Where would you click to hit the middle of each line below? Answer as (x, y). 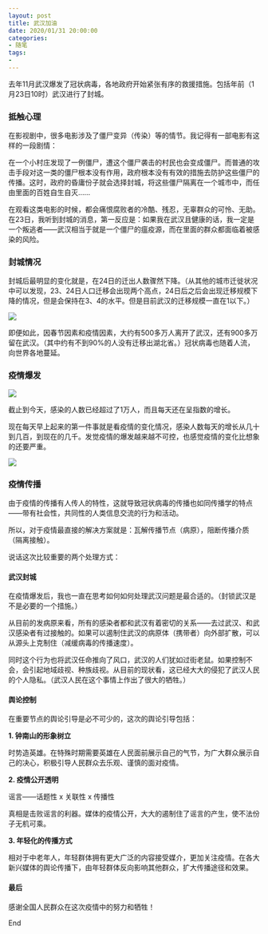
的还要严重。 (29, 446)
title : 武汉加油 (33, 23)
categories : (28, 38)
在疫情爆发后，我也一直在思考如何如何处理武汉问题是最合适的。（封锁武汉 (129, 596)
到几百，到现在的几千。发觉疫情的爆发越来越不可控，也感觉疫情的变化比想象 (134, 436)
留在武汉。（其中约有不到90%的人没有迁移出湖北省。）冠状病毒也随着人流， (132, 343)
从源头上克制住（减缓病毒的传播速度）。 (73, 643)
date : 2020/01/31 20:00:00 (53, 30)
